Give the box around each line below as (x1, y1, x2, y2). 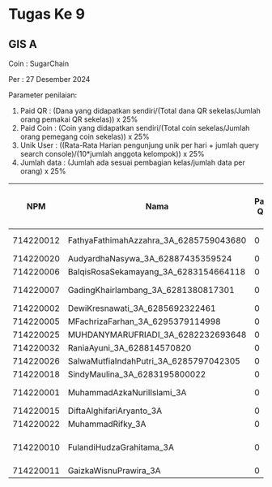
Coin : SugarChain (8, 58, 70, 68)
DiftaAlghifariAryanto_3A (67, 405, 163, 416)
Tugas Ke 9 (8, 5, 85, 24)
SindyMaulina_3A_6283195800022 (67, 368, 206, 380)
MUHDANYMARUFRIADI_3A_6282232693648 (67, 330, 247, 340)
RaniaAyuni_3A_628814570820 (67, 343, 192, 353)
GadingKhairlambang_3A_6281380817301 (67, 285, 235, 295)
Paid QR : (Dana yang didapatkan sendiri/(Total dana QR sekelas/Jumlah (19, 106, 261, 115)
